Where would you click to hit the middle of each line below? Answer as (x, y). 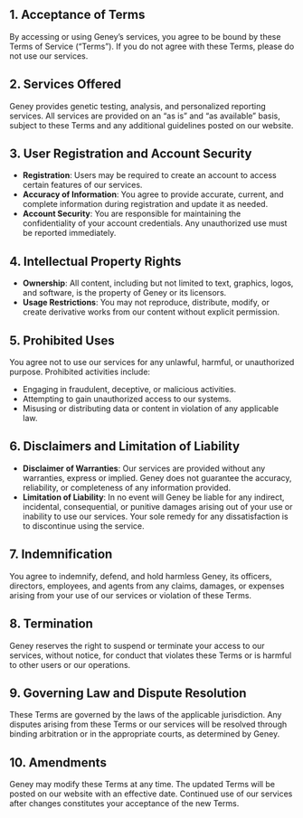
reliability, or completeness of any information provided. (127, 487)
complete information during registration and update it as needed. (145, 204)
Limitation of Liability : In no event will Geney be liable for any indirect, (153, 497)
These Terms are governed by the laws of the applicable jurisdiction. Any (146, 715)
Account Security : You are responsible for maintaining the (132, 214)
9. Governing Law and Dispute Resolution (128, 693)
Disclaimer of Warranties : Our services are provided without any (144, 468)
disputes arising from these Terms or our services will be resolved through (148, 724)
